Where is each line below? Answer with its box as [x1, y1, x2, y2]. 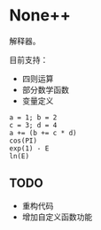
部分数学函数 [21, 84, 69, 95]
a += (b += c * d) [9, 128, 77, 137]
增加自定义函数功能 [21, 211, 93, 222]
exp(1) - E [9, 143, 50, 153]
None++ [9, 5, 71, 26]
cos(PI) [9, 136, 38, 145]
